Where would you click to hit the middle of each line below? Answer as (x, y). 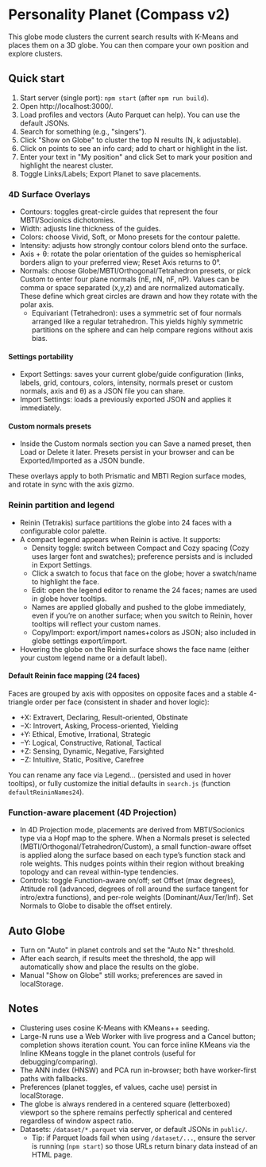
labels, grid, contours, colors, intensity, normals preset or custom (126, 382)
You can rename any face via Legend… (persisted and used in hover (120, 775)
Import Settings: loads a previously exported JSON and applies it (125, 400)
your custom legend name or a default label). (93, 657)
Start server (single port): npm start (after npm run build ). (114, 98)
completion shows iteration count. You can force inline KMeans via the (135, 1045)
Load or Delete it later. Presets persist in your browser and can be (127, 452)
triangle (21, 702)
